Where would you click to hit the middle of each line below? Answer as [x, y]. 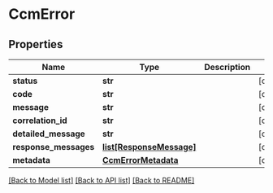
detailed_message [49, 134]
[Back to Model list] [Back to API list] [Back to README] [102, 180]
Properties [36, 44]
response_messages [54, 147]
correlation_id [40, 121]
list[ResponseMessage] [149, 147]
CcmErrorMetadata [141, 160]
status [25, 81]
